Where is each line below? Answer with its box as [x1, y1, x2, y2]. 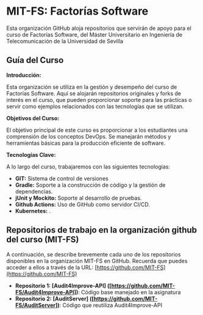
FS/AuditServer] [15, 301, 58, 309]
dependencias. [15, 187, 53, 195]
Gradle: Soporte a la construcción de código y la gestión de [15, 181, 166, 189]
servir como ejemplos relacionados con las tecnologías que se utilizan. [6, 103, 184, 110]
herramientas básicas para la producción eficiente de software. [6, 139, 166, 147]
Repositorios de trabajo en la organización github [6, 225, 197, 236]
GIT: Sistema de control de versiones [15, 175, 109, 182]
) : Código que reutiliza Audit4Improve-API [57, 301, 163, 309]
